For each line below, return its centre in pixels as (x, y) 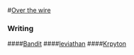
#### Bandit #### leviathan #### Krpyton (67, 44)
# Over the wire (29, 10)
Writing (21, 28)
